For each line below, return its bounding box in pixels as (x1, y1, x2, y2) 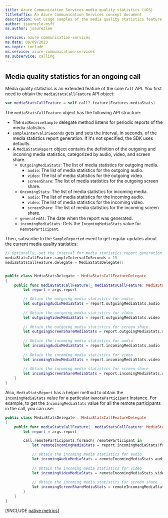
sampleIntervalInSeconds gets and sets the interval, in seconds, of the (12, 130, 157, 136)
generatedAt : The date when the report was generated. (19, 215, 133, 221)
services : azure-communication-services (5, 35, 91, 40)
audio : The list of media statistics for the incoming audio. (27, 194, 144, 200)
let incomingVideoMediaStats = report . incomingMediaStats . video (23, 357, 160, 362)
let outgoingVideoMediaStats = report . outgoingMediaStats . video (23, 315, 160, 320)
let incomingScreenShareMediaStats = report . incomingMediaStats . (23, 371, 162, 376)
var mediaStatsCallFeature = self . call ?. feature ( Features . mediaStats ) (5, 101, 155, 106)
